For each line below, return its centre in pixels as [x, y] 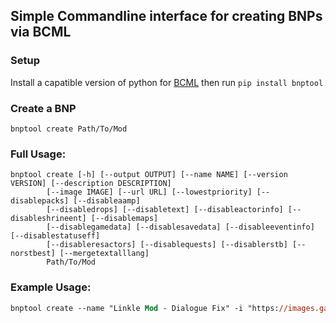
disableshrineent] [48, 219]
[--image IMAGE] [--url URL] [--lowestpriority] [149, 192]
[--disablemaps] [124, 219]
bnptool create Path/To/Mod [69, 129]
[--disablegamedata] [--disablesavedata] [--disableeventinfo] [180, 227]
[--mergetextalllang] [104, 254]
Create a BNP [43, 108]
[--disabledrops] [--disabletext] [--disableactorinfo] [165, 210]
